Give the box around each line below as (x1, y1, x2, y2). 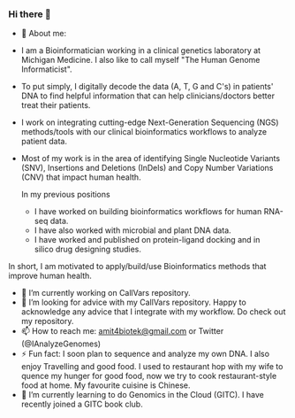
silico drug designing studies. (34, 244, 142, 255)
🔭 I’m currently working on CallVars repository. (20, 288, 191, 298)
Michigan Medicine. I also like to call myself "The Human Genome (20, 55, 261, 66)
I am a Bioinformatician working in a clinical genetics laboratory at (20, 45, 261, 56)
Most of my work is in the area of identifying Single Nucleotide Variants (20, 153, 280, 164)
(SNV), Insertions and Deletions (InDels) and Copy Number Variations (20, 163, 274, 174)
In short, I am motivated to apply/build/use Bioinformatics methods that (8, 261, 267, 272)
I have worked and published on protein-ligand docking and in (34, 235, 261, 245)
